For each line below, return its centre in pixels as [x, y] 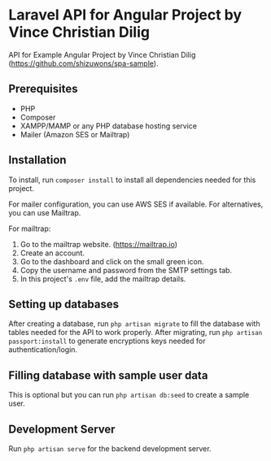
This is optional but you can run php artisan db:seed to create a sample [129, 395]
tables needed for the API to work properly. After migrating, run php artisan [135, 333]
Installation [37, 160]
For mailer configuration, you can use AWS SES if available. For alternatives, [136, 204]
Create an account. [52, 253]
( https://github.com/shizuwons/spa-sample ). [83, 63]
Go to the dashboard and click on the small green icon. [112, 261]
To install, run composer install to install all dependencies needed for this [132, 180]
